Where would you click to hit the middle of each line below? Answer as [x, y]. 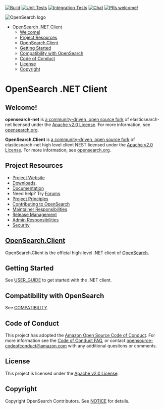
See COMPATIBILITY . [27, 308]
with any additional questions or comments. [112, 346]
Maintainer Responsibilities [40, 209]
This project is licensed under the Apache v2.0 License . [62, 373]
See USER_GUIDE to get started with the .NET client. [58, 280]
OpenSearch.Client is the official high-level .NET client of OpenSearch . [77, 253]
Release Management [34, 214]
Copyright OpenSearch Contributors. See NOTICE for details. [67, 401]
